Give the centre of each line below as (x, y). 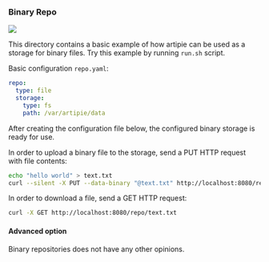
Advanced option (38, 231)
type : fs (37, 105)
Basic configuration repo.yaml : (59, 69)
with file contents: (38, 161)
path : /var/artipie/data (64, 113)
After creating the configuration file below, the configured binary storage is (132, 128)
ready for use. (31, 137)
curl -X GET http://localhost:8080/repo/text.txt (93, 213)
